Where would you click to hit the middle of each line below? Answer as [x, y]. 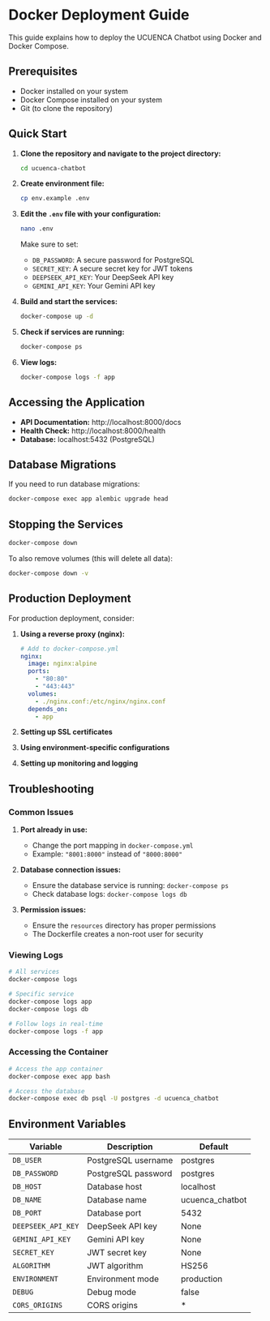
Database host [114, 1187]
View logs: [39, 362]
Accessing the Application [77, 403]
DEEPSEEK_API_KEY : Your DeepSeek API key [103, 277]
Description [130, 1147]
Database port [114, 1213]
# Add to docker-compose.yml [69, 649]
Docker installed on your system [74, 91]
